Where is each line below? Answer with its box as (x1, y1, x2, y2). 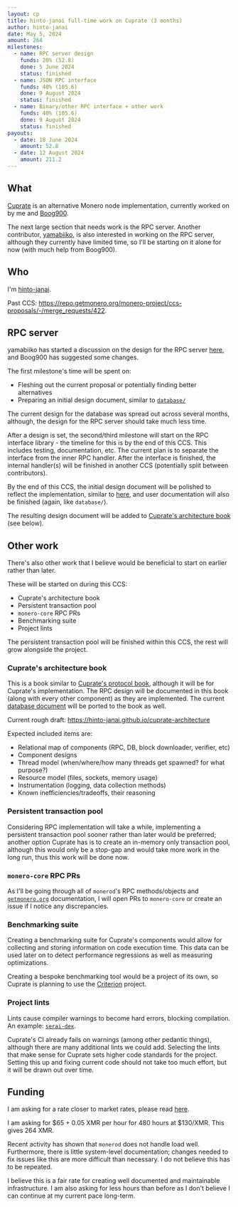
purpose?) (17, 766, 48, 774)
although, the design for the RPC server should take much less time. (7, 417, 207, 426)
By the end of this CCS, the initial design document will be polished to (7, 483, 212, 491)
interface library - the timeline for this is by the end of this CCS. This (7, 438, 207, 447)
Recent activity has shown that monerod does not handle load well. (7, 1140, 200, 1149)
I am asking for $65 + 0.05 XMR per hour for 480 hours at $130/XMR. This (7, 1119, 225, 1127)
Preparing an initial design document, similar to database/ (17, 396, 186, 404)
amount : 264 (7, 37, 43, 44)
